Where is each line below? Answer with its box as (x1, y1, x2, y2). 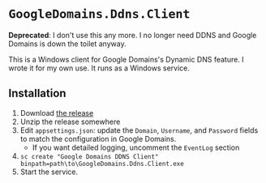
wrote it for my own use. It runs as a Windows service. (8, 63, 191, 73)
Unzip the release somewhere (19, 117, 121, 126)
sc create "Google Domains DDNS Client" (19, 152, 159, 160)
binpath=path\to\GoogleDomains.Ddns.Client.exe (19, 160, 184, 168)
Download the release (19, 108, 94, 117)
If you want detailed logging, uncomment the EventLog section (32, 143, 240, 152)
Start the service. (19, 167, 79, 177)
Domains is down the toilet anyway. (8, 39, 127, 49)
